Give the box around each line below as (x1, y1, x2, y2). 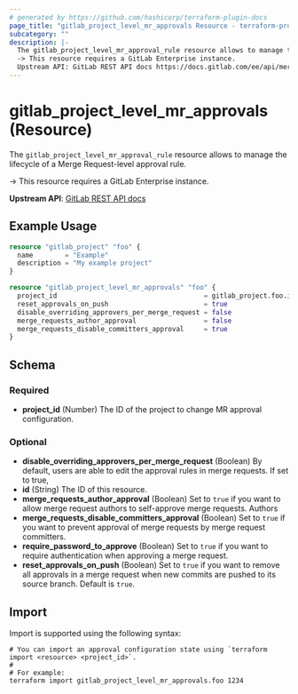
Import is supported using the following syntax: (9, 628, 182, 639)
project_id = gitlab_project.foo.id (17, 291, 295, 300)
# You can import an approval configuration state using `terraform (9, 645, 268, 654)
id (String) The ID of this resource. (21, 484, 148, 495)
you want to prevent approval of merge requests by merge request (21, 522, 266, 533)
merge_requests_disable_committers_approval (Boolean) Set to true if (21, 513, 286, 523)
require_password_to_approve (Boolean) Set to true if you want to (21, 541, 269, 552)
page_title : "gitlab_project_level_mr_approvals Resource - (9, 21, 237, 30)
